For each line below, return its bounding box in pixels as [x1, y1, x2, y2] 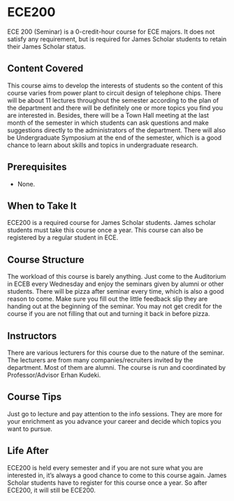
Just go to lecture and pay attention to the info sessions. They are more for [7, 409, 223, 418]
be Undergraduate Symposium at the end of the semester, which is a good [7, 133, 222, 142]
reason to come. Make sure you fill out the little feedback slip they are [7, 295, 208, 303]
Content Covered [7, 62, 84, 74]
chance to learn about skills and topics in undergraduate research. [7, 141, 198, 149]
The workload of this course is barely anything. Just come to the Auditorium [7, 273, 226, 281]
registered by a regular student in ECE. [7, 233, 119, 242]
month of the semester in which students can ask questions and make [7, 118, 210, 127]
